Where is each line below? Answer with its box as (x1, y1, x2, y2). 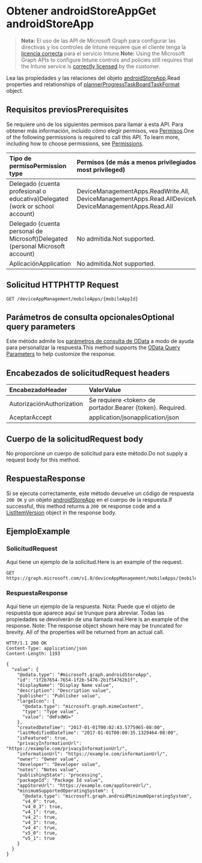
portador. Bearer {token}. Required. (88, 403, 186, 412)
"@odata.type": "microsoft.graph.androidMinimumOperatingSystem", (22, 793, 192, 799)
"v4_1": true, (22, 809, 58, 815)
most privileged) (76, 165, 126, 174)
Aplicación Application (9, 259, 71, 268)
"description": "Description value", (17, 688, 112, 694)
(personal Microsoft (9, 242, 65, 250)
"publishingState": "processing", (17, 772, 103, 778)
